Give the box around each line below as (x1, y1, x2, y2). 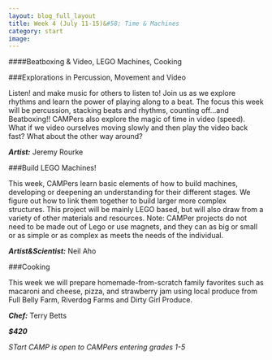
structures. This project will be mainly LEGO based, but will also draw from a (8, 205, 264, 215)
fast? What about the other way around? (8, 132, 144, 141)
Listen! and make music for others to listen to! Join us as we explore (8, 89, 236, 98)
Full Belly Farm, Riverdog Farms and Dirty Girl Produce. (8, 295, 193, 305)
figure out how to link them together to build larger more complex (8, 196, 227, 206)
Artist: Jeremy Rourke (8, 147, 84, 157)
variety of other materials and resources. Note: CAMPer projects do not (8, 213, 248, 223)
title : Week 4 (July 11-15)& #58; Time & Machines (8, 20, 180, 28)
